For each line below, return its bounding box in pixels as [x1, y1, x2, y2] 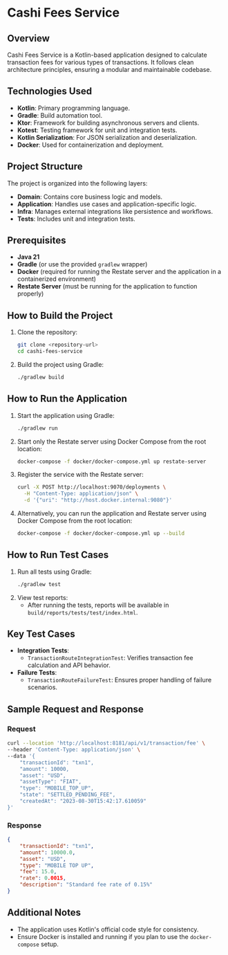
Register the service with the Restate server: [17, 471, 144, 479]
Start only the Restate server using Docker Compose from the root [17, 437, 207, 446]
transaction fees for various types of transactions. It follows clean [7, 58, 194, 66]
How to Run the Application [7, 393, 128, 405]
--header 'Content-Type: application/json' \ [7, 746, 140, 753]
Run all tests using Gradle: [17, 567, 92, 576]
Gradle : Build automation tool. [17, 111, 102, 119]
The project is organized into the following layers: [7, 179, 148, 188]
